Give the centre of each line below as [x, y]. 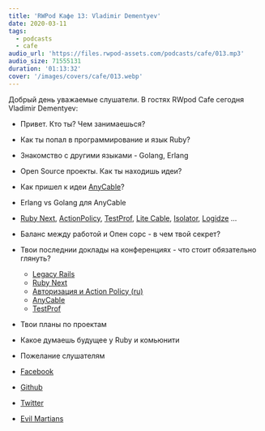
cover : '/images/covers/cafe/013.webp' [76, 76]
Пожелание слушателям [62, 356]
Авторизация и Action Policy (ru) [88, 291]
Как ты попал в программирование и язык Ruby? [105, 140]
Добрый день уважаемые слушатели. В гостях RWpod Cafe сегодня [126, 99]
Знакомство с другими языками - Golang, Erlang [104, 155]
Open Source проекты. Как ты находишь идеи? [101, 170]
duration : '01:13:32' [45, 69]
